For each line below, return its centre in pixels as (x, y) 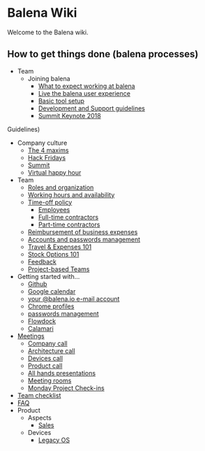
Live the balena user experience (84, 93)
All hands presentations (62, 373)
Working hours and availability (71, 194)
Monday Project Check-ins (66, 388)
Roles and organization (61, 187)
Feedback (42, 262)
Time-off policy (50, 202)
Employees (54, 209)
